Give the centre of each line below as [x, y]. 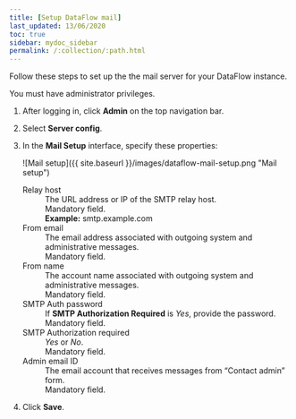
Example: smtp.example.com [99, 218]
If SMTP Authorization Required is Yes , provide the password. [160, 313]
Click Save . [43, 407]
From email [43, 228]
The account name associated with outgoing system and [149, 276]
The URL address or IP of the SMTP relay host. [131, 200]
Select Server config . [62, 128]
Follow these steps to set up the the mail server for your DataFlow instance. [148, 76]
